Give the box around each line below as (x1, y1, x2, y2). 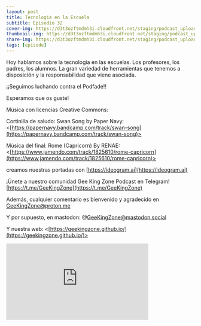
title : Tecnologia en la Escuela (6, 14, 90, 20)
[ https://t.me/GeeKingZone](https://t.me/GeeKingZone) (6, 184, 142, 191)
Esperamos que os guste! (6, 94, 69, 102)
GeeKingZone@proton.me (6, 202, 71, 209)
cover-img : (6, 25, 33, 32)
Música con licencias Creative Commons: (6, 106, 109, 113)
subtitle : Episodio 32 (6, 20, 63, 26)
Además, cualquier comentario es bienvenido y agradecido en (6, 196, 160, 203)
